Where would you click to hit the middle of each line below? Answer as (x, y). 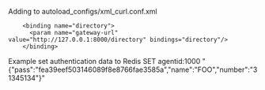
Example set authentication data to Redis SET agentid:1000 (104, 61)
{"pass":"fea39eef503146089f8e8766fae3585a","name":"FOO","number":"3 (133, 69)
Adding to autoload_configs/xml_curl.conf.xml (83, 11)
